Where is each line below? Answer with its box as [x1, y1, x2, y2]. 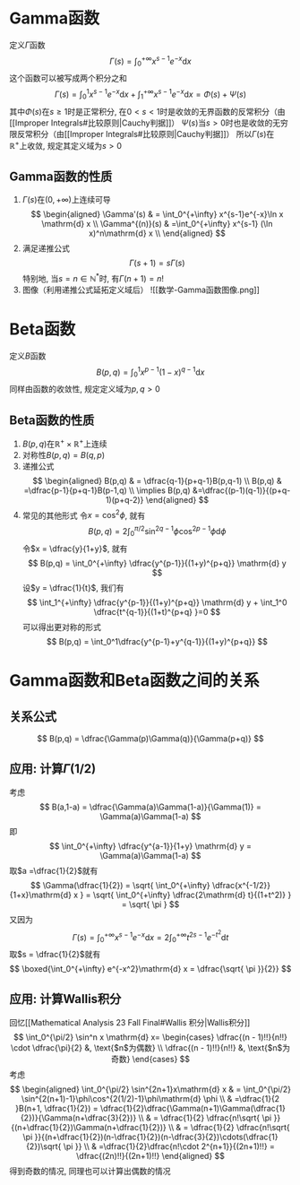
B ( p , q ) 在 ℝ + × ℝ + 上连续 [21, 437, 107, 449]
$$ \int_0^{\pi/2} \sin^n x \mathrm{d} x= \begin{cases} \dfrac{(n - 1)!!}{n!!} [13, 1032, 288, 1042]
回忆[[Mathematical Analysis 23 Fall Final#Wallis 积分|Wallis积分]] [9, 1016, 251, 1027]
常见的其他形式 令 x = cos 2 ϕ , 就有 [21, 508, 146, 521]
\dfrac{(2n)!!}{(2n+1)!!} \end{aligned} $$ [75, 1150, 226, 1161]
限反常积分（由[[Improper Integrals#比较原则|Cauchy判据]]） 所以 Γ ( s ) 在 [9, 128, 275, 139]
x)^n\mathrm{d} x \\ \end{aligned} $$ [88, 228, 226, 238]
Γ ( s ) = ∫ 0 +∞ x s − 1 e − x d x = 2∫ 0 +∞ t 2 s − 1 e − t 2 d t [72, 929, 229, 945]
